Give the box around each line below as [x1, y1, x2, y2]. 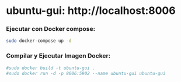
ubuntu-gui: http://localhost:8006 [6, 4, 176, 17]
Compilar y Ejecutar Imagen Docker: [6, 52, 111, 60]
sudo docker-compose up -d [6, 38, 72, 44]
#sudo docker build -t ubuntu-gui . [6, 65, 95, 71]
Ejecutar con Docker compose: [6, 25, 95, 33]
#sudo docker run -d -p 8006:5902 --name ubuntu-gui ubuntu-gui [6, 70, 166, 76]
